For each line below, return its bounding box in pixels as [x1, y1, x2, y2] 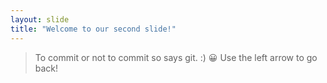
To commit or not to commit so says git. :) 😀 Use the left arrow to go [34, 51, 318, 63]
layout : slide [10, 14, 70, 25]
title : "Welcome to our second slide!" [10, 24, 177, 34]
